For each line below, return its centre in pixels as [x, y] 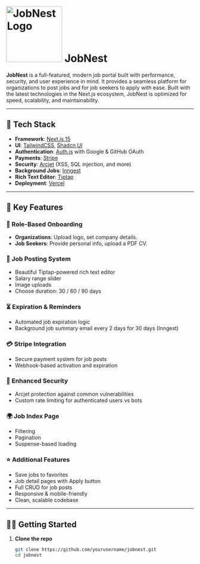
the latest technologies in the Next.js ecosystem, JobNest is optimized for [97, 94]
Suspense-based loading [46, 444]
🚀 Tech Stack [31, 125]
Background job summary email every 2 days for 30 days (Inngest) [97, 328]
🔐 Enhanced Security [37, 381]
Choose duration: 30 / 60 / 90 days [58, 291]
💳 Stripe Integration [36, 344]
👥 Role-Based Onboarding [44, 224]
